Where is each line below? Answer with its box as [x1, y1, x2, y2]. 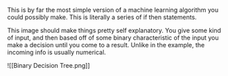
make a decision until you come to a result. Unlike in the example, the [7, 41, 205, 49]
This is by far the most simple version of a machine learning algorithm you [7, 6, 219, 14]
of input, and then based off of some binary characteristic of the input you [7, 34, 220, 42]
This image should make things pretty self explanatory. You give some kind [7, 27, 222, 34]
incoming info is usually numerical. [7, 48, 106, 56]
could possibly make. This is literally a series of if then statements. [7, 13, 198, 21]
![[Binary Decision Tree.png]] [7, 62, 90, 69]
